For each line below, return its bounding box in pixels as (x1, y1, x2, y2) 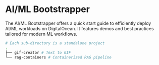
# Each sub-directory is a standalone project (5, 40, 105, 46)
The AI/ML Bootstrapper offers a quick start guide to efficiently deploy (5, 20, 151, 26)
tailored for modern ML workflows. (5, 31, 77, 37)
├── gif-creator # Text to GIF (5, 50, 71, 55)
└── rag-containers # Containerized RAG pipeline (5, 54, 112, 60)
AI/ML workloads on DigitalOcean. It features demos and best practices (5, 25, 154, 31)
